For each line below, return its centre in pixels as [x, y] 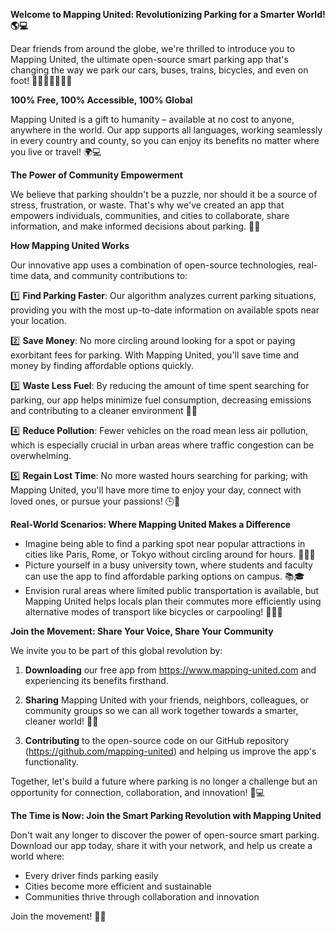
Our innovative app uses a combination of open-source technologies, [153, 265]
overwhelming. [41, 455]
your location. [38, 320]
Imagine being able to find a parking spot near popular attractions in [165, 543]
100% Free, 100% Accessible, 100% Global [101, 100]
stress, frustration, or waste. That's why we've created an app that [147, 205]
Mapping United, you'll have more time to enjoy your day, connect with [156, 490]
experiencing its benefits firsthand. [96, 680]
